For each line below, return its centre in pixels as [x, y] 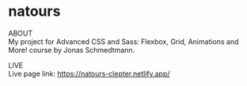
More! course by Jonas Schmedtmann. [72, 50]
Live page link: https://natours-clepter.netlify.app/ [89, 73]
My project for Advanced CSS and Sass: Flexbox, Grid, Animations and [123, 41]
